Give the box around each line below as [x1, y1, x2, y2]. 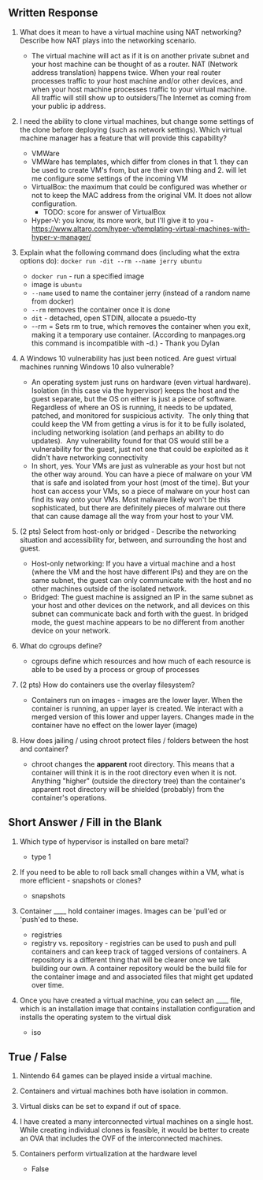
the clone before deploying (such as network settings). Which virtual [19, 125, 243, 134]
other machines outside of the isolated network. [31, 584, 187, 593]
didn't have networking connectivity [31, 453, 148, 462]
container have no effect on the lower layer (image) [31, 720, 198, 730]
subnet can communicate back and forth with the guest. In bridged [31, 609, 249, 618]
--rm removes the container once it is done [31, 304, 171, 314]
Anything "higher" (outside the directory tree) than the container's [31, 776, 246, 786]
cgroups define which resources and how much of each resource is [31, 656, 251, 666]
